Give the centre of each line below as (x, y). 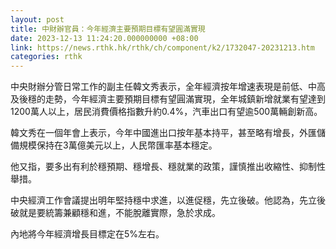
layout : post (37, 19)
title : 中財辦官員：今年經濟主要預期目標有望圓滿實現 (108, 29)
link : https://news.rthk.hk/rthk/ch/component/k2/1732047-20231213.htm (162, 47)
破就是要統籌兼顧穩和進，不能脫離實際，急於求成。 (115, 213)
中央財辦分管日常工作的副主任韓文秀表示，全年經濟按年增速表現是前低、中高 (168, 87)
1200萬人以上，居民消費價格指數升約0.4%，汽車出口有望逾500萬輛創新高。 (166, 112)
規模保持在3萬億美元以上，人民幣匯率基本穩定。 (118, 145)
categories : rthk (46, 57)
